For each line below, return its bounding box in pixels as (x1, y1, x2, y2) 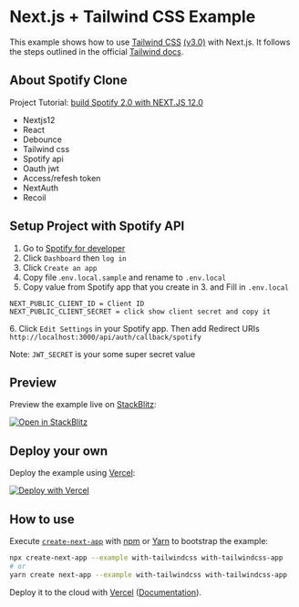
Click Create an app (22, 262, 98, 273)
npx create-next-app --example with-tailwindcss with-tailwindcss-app (9, 553, 284, 562)
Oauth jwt (22, 162, 59, 174)
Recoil (22, 191, 46, 202)
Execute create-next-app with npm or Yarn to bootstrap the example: (9, 536, 269, 546)
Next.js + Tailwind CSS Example (9, 6, 256, 27)
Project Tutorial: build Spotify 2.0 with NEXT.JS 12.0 (9, 97, 203, 108)
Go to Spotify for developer (22, 242, 126, 253)
